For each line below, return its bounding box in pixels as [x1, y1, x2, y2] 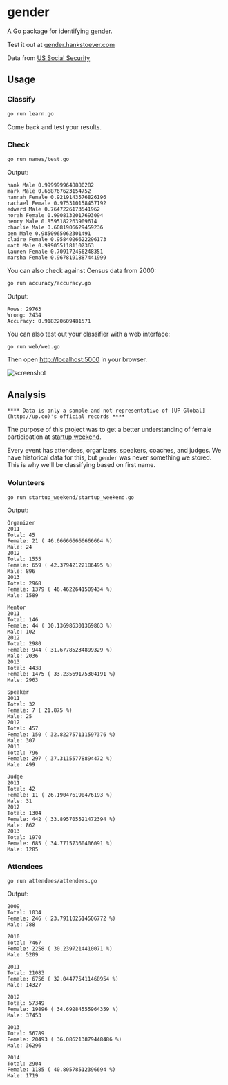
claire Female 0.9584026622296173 [7, 236, 107, 243]
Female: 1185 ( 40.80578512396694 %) [7, 1066, 116, 1073]
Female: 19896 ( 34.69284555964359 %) [7, 1006, 119, 1012]
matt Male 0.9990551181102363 [7, 242, 95, 249]
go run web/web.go [7, 343, 60, 350]
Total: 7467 [7, 939, 41, 946]
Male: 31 [7, 798, 32, 804]
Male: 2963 [7, 677, 39, 683]
